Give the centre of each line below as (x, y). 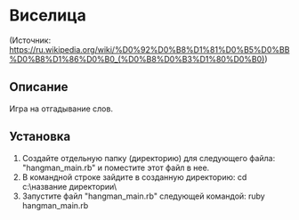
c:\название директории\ (69, 186)
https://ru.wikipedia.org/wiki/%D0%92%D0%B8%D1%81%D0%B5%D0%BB (149, 49)
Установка (40, 137)
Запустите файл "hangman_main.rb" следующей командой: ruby (143, 196)
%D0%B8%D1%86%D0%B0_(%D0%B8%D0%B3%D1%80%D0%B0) (137, 59)
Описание (39, 87)
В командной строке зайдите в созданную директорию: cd (134, 177)
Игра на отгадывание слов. (61, 109)
